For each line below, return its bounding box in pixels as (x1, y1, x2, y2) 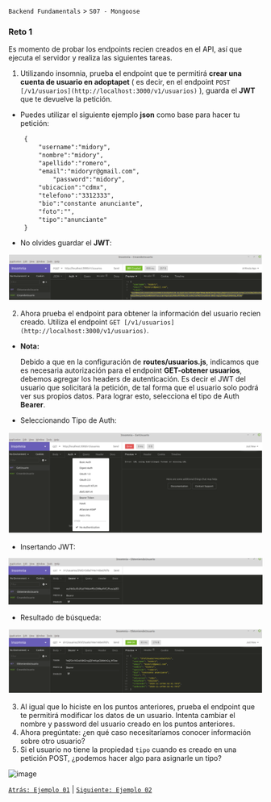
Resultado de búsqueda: (19, 612, 102, 623)
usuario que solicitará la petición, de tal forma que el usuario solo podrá (19, 382, 259, 393)
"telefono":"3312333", (38, 192, 115, 200)
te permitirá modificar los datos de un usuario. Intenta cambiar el (19, 711, 236, 721)
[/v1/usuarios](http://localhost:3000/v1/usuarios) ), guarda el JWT (19, 86, 256, 95)
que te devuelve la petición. (19, 94, 113, 104)
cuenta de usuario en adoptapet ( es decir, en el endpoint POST (19, 77, 231, 87)
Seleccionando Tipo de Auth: (19, 416, 117, 425)
